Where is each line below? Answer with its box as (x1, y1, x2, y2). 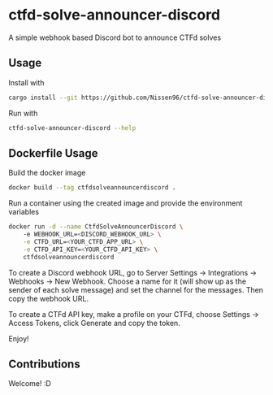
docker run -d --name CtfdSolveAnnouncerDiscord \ (8, 223, 184, 231)
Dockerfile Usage (8, 146, 99, 160)
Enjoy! (8, 333, 30, 343)
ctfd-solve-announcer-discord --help (8, 124, 136, 132)
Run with (8, 108, 38, 118)
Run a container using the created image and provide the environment (8, 198, 243, 208)
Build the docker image (8, 168, 86, 178)
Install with (8, 77, 45, 87)
